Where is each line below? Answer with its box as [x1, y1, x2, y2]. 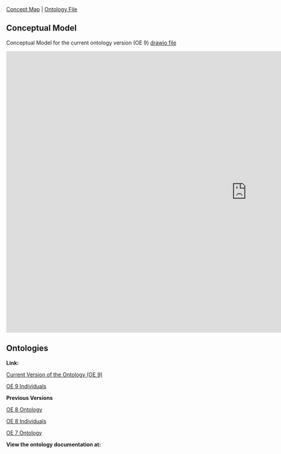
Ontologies [6, 343, 49, 354]
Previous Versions [6, 394, 53, 401]
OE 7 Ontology [6, 429, 42, 436]
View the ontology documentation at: [6, 441, 101, 448]
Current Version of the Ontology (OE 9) [6, 370, 103, 378]
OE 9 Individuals [6, 382, 47, 390]
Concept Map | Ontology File [6, 6, 77, 13]
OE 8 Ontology [6, 406, 43, 413]
